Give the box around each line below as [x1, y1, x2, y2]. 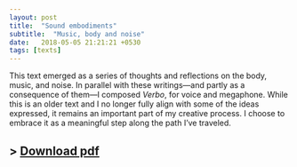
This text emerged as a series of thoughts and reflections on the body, [9, 70, 268, 81]
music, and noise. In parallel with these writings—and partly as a [9, 80, 245, 91]
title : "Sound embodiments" [9, 21, 117, 30]
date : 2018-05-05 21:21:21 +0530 [9, 37, 141, 47]
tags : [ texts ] [9, 46, 62, 55]
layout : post [9, 12, 58, 22]
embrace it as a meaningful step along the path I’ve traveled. [9, 117, 231, 129]
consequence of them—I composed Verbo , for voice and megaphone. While [9, 90, 289, 100]
